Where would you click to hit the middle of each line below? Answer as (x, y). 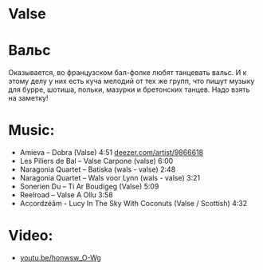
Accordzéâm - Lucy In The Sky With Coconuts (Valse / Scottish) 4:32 (133, 204)
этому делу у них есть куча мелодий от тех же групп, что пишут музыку (131, 81)
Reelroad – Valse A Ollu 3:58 (66, 195)
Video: (31, 236)
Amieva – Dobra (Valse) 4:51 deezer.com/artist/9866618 (112, 153)
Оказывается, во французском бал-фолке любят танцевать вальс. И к (128, 73)
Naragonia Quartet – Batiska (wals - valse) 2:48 (98, 169)
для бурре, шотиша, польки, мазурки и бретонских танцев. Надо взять (129, 89)
